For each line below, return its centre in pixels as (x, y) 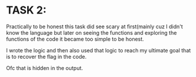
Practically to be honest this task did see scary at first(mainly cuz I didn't (94, 26)
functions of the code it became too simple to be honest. (75, 39)
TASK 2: (26, 10)
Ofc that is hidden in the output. (45, 68)
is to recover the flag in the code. (46, 56)
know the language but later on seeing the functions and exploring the (92, 32)
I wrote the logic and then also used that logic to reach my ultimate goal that (99, 50)
